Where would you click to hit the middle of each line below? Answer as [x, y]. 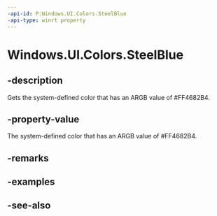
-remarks [28, 158]
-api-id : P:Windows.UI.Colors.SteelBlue [67, 14]
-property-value [43, 119]
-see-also [29, 206]
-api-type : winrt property [47, 20]
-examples [31, 182]
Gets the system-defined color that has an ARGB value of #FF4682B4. [108, 97]
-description [35, 81]
